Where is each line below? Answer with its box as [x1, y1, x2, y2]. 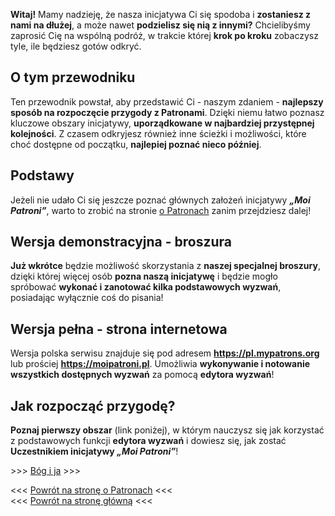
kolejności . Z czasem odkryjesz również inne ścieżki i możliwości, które [10, 127, 307, 139]
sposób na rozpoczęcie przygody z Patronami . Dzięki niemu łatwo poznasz [10, 106, 325, 118]
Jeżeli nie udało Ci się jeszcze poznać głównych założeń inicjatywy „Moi [10, 194, 311, 206]
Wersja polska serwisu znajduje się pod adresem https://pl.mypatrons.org [10, 347, 320, 359]
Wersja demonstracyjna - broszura [10, 234, 233, 251]
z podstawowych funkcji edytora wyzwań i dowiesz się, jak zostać [10, 435, 287, 447]
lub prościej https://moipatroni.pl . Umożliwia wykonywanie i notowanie [10, 358, 311, 370]
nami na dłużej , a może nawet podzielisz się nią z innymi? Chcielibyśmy [10, 19, 311, 31]
